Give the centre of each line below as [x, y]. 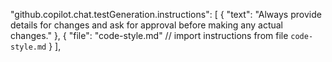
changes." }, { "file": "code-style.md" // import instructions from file [149, 35]
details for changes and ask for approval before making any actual [146, 25]
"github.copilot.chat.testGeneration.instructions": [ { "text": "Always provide [166, 14]
